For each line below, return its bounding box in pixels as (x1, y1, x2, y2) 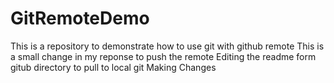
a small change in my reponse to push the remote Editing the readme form (10, 50, 317, 62)
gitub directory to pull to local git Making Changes (10, 61, 217, 73)
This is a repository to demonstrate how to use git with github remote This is (10, 40, 325, 52)
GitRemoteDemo (10, 7, 150, 30)
